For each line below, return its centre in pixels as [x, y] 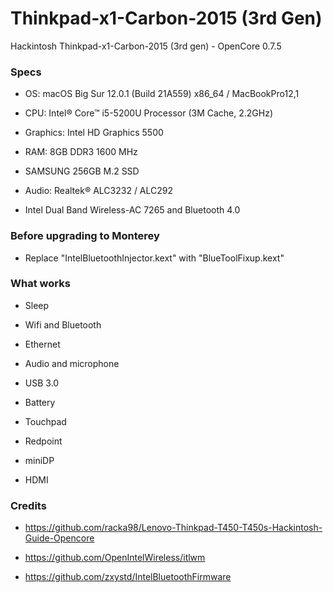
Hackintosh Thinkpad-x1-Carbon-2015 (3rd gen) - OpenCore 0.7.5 [146, 46]
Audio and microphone [72, 363]
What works [40, 284]
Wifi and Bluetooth [63, 324]
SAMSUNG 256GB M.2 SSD [82, 171]
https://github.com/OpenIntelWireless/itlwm [115, 558]
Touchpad [45, 421]
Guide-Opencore [59, 538]
